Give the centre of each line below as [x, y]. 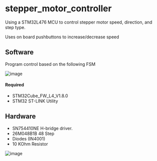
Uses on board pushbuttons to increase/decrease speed [62, 37]
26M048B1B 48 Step [33, 134]
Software [19, 52]
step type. [15, 27]
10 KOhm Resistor [30, 144]
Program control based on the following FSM [50, 64]
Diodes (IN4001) [29, 138]
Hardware [20, 117]
